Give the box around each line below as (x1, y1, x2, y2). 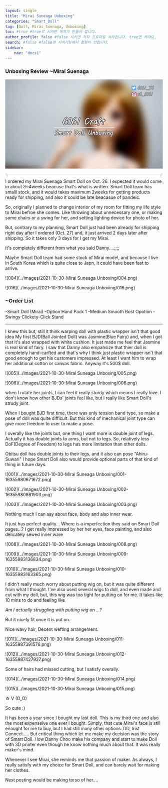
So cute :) (5, 705, 25, 711)
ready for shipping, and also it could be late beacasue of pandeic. (5, 194, 141, 200)
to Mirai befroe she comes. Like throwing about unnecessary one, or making (5, 209, 162, 215)
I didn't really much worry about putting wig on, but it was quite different (5, 581, 154, 587)
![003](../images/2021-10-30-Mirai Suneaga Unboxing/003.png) (5, 501, 137, 507)
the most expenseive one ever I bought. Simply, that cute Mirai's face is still (5, 720, 161, 726)
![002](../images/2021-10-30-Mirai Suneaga (5, 486, 96, 492)
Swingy (5, 314, 21, 320)
